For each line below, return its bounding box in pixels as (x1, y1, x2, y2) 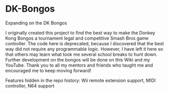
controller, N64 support (5, 82, 55, 89)
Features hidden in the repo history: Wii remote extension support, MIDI (5, 77, 156, 83)
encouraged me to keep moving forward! (5, 67, 91, 74)
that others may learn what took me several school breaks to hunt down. (5, 51, 158, 57)
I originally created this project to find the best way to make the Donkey (5, 29, 156, 36)
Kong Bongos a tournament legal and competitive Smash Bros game (5, 35, 149, 41)
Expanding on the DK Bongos (5, 20, 67, 26)
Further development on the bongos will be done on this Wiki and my (5, 56, 151, 62)
